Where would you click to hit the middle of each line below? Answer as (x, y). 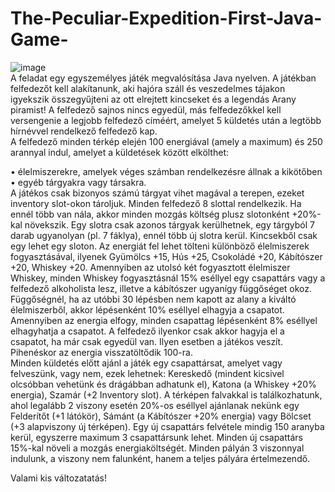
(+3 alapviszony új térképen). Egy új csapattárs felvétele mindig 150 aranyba (167, 426)
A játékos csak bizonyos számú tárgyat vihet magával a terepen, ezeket (157, 193)
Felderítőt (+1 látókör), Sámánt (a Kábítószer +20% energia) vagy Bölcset (161, 416)
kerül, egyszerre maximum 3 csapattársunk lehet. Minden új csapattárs (156, 437)
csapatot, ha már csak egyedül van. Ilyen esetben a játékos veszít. (147, 341)
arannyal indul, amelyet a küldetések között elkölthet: (120, 152)
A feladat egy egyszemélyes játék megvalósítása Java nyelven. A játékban (163, 78)
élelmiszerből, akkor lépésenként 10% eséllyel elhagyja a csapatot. (147, 309)
